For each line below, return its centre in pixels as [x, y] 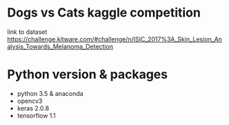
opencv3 [30, 101]
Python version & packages [87, 75]
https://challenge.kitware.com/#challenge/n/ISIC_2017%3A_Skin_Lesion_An [115, 39]
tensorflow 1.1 [37, 115]
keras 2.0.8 [33, 108]
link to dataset [27, 32]
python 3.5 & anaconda [50, 93]
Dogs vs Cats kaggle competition [104, 13]
